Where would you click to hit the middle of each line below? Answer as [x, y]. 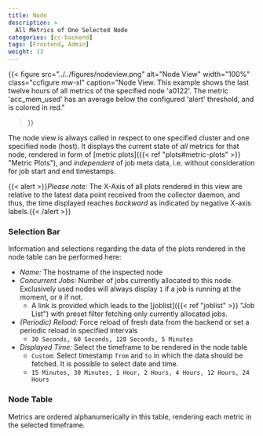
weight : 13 [26, 52]
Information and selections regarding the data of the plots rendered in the [127, 249]
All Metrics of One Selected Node [71, 30]
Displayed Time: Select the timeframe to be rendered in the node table [133, 347]
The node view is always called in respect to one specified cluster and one [129, 138]
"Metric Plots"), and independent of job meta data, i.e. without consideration [131, 163]
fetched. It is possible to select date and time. [105, 364]
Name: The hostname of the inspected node [91, 272]
